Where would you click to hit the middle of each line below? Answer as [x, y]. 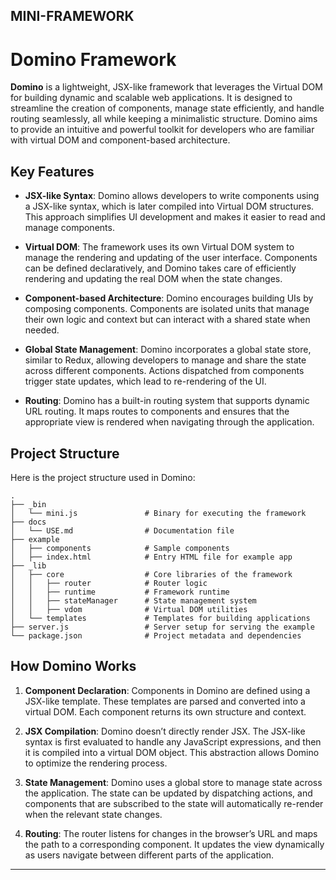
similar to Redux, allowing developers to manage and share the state [165, 360]
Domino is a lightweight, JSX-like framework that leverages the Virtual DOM [166, 87]
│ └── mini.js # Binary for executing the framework [158, 513]
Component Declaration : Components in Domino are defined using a [167, 690]
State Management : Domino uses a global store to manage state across [173, 782]
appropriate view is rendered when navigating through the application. [169, 422]
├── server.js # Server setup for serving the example [162, 627]
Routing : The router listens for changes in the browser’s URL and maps [171, 833]
